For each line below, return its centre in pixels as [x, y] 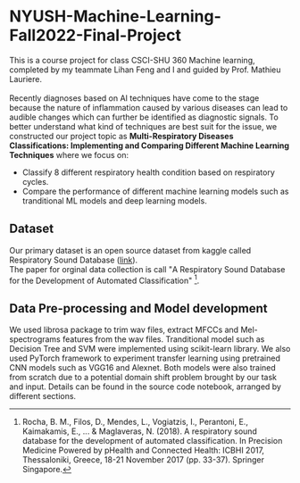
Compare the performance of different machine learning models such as [155, 191]
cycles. [35, 181]
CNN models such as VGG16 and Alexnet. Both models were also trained [143, 368]
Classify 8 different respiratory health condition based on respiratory [148, 172]
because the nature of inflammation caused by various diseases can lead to [149, 107]
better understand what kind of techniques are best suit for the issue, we [143, 126]
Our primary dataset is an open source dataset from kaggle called [130, 250]
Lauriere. [26, 79]
